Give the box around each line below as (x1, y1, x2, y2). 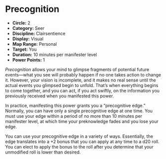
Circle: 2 (12, 20, 31, 26)
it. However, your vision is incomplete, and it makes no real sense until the (5, 77, 156, 83)
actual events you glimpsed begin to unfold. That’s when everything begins (5, 82, 159, 88)
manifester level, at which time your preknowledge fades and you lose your (5, 118, 159, 124)
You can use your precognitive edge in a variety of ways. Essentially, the (5, 133, 154, 139)
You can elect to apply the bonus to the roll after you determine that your (5, 144, 154, 150)
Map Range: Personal (12, 41, 57, 47)
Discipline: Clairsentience (12, 30, 66, 36)
